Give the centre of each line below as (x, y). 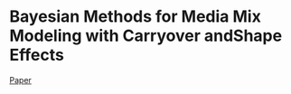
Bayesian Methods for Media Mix (136, 17)
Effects (37, 55)
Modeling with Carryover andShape (146, 36)
